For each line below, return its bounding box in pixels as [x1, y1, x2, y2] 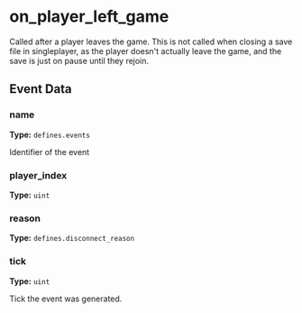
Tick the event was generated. [9, 293, 123, 304]
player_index [9, 169, 68, 181]
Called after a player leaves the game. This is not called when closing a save [9, 36, 293, 47]
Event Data [9, 81, 72, 97]
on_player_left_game [9, 6, 169, 27]
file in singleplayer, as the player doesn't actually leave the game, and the [9, 45, 282, 56]
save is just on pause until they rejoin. [9, 55, 150, 66]
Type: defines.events [9, 129, 90, 140]
